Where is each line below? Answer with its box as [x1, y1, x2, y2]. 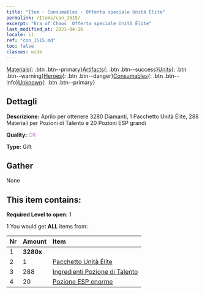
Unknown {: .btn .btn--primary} [18, 78, 95, 86]
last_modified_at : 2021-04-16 [6, 26, 84, 32]
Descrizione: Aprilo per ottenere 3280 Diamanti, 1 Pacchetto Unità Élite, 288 [6, 113, 199, 120]
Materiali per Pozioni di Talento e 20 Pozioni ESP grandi [6, 119, 146, 126]
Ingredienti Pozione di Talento [52, 268, 138, 276]
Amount [22, 237, 47, 246]
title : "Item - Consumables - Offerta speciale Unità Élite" [6, 9, 166, 15]
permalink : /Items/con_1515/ [6, 15, 81, 21]
